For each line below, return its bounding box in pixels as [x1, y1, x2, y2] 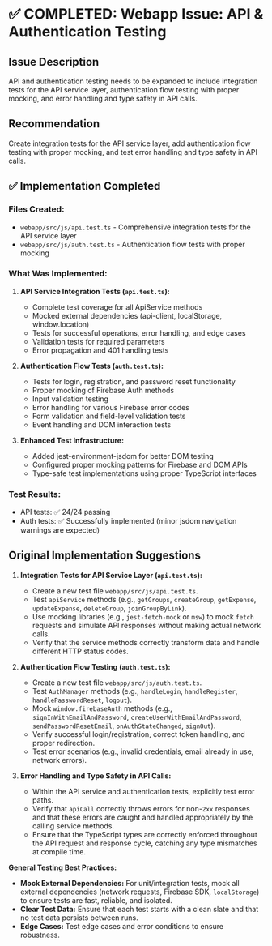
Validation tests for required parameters [32, 336, 165, 346]
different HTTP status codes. [32, 646, 130, 656]
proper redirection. [32, 738, 96, 747]
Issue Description [8, 54, 100, 69]
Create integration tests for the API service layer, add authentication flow [8, 139, 251, 148]
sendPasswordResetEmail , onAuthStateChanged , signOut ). [32, 721, 216, 730]
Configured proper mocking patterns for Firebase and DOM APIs [32, 460, 249, 469]
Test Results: [8, 488, 62, 499]
